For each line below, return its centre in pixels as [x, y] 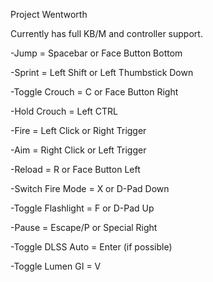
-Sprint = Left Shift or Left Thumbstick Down [102, 72]
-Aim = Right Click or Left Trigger [78, 150]
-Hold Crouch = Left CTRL [64, 111]
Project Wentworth [49, 14]
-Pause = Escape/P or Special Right [84, 227]
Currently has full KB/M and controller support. [106, 33]
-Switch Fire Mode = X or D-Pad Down [90, 188]
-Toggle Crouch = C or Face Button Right [94, 92]
